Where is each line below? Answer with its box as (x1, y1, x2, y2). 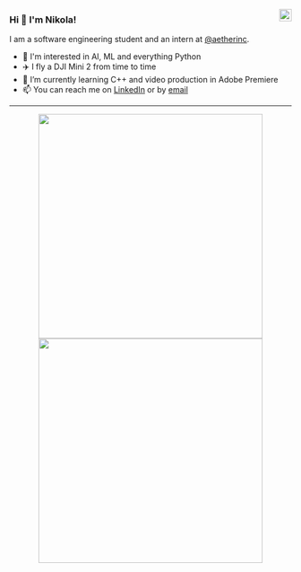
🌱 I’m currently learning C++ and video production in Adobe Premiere (21, 75, 279, 85)
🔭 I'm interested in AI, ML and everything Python (21, 51, 202, 62)
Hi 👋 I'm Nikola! (9, 13, 77, 26)
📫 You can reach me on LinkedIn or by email (21, 84, 188, 95)
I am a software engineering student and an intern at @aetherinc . (9, 34, 250, 45)
